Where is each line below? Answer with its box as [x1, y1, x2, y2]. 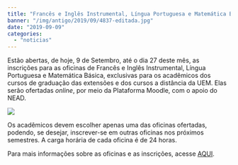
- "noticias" [13, 37, 52, 44]
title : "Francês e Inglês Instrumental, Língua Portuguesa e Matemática [7, 10, 227, 18]
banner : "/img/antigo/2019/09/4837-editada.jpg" [7, 17, 154, 24]
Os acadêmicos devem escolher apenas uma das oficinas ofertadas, [7, 121, 208, 130]
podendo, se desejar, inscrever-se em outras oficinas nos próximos [7, 128, 204, 137]
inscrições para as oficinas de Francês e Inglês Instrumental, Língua [7, 64, 206, 72]
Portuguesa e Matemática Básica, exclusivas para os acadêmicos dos [7, 72, 211, 80]
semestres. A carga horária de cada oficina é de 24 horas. [7, 136, 177, 144]
